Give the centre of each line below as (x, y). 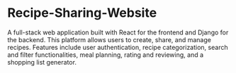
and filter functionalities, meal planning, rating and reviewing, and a (106, 55)
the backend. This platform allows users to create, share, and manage (109, 39)
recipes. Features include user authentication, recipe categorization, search (118, 47)
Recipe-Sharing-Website (82, 13)
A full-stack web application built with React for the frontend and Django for (118, 32)
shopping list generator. (42, 62)
